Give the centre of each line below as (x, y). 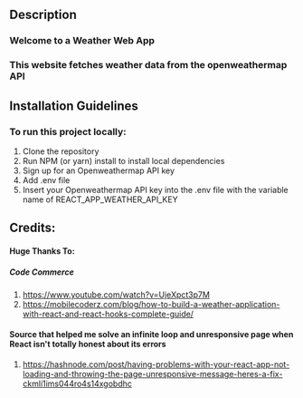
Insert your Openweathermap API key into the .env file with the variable (156, 189)
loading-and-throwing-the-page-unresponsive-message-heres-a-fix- (152, 374)
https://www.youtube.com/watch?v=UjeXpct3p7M (116, 295)
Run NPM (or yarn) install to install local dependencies (123, 160)
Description (43, 15)
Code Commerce (42, 272)
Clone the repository (61, 151)
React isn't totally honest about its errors (88, 345)
